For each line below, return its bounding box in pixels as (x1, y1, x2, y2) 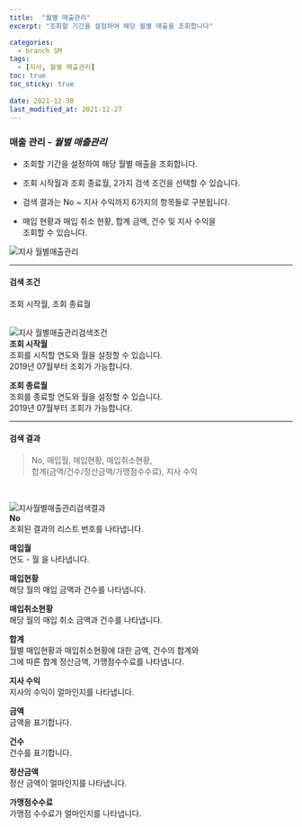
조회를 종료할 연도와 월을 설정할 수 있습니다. (9, 391, 164, 401)
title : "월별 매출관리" (9, 13, 92, 22)
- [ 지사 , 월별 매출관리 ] (17, 63, 96, 72)
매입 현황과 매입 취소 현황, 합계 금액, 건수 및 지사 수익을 (22, 215, 217, 226)
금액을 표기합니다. (9, 717, 73, 728)
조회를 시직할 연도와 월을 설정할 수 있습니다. (9, 349, 164, 360)
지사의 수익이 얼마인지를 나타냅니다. (9, 687, 135, 697)
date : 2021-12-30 (9, 96, 75, 105)
